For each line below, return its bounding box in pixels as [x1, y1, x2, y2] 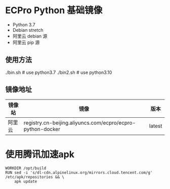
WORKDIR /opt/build [5, 165, 47, 171]
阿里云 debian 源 [12, 33, 48, 39]
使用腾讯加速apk [5, 149, 75, 160]
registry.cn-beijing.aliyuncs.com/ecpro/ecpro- [23, 119, 136, 126]
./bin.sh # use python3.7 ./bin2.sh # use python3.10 [5, 69, 112, 75]
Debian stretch [12, 27, 44, 33]
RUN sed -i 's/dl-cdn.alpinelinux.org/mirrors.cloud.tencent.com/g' [5, 170, 153, 175]
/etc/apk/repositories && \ [5, 174, 65, 179]
